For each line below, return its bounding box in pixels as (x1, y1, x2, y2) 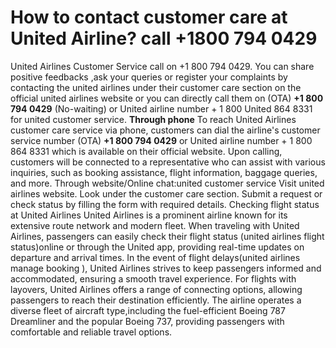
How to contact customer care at (10, 6, 288, 29)
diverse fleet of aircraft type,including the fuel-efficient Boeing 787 (10, 304, 286, 316)
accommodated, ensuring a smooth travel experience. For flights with (10, 272, 297, 285)
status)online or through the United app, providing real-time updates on (10, 241, 305, 253)
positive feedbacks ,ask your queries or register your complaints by (10, 71, 288, 83)
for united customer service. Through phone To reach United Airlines (10, 113, 297, 125)
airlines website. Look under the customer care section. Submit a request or (10, 187, 323, 200)
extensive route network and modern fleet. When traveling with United (10, 219, 300, 231)
